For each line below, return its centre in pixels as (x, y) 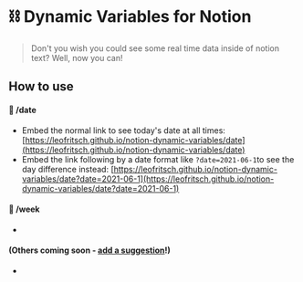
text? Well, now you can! (77, 57)
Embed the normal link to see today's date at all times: (123, 130)
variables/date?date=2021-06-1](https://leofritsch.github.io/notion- (148, 179)
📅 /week (24, 209)
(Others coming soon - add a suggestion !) (89, 250)
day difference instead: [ (68, 169)
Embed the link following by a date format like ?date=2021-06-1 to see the (158, 159)
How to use (41, 87)
